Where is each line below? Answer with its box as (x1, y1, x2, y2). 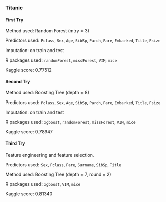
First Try (5, 17, 24, 23)
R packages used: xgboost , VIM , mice (5, 181, 81, 187)
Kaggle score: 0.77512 (5, 67, 52, 73)
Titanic (5, 4, 23, 11)
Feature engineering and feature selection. (5, 151, 94, 158)
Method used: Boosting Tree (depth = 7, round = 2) (5, 171, 111, 177)
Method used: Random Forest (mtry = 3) (5, 28, 90, 34)
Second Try (5, 78, 30, 84)
